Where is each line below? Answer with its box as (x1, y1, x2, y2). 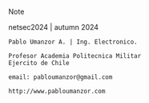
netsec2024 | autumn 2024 (8, 23, 99, 31)
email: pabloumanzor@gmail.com (8, 73, 113, 81)
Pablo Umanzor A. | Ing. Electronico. (8, 38, 138, 46)
